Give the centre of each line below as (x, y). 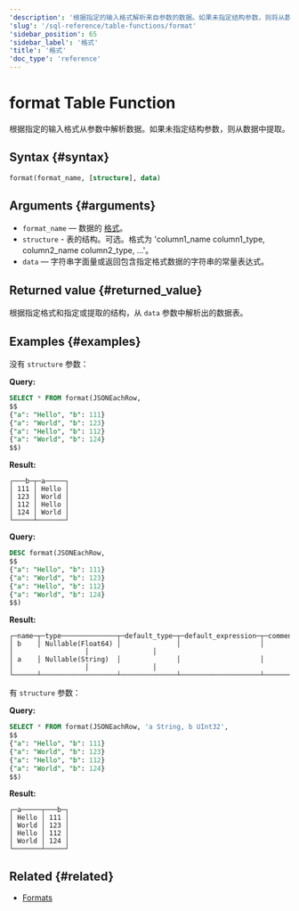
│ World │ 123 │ (39, 825)
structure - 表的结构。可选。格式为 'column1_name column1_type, (143, 239)
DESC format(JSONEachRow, (57, 554)
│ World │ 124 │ (39, 841)
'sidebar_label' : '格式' (54, 42)
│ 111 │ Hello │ (39, 489)
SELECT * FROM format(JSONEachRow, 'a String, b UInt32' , (119, 727)
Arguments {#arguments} (83, 206)
